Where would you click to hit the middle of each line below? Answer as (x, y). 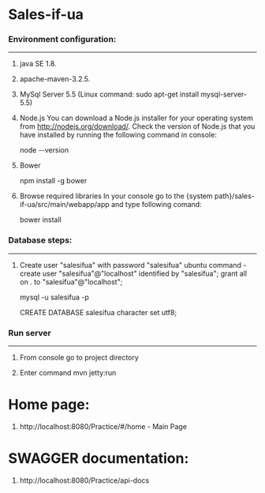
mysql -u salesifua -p (54, 297)
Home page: (49, 405)
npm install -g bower (53, 181)
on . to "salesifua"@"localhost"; (71, 281)
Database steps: (40, 240)
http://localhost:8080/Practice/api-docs (84, 480)
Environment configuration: (62, 40)
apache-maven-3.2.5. (55, 79)
